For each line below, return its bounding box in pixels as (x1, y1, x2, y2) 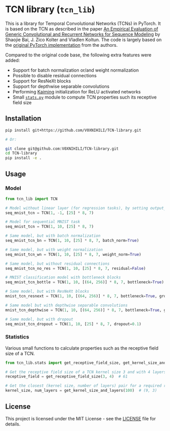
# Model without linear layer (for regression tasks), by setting (5, 205, 148, 210)
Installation (5, 114, 41, 123)
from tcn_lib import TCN (5, 196, 58, 201)
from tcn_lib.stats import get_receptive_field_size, (5, 360, 121, 365)
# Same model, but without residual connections (5, 261, 110, 266)
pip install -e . (5, 156, 42, 161)
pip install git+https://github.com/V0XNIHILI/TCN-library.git (5, 128, 142, 133)
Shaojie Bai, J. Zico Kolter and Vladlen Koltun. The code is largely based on (5, 37, 162, 43)
